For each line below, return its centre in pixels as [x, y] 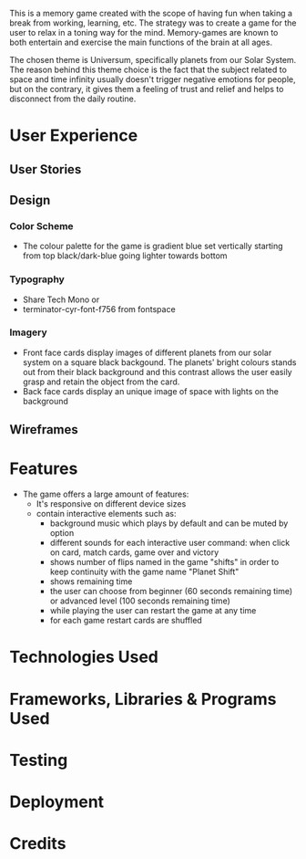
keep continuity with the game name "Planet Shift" [144, 572]
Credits [38, 844]
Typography [37, 279]
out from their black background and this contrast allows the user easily [158, 372]
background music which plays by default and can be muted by [169, 523]
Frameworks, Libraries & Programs [143, 699]
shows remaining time [91, 581]
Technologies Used [84, 657]
